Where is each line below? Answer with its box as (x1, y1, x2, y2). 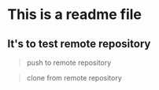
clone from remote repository (26, 73, 123, 82)
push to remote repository (26, 58, 112, 67)
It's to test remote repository (7, 37, 151, 51)
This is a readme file (7, 6, 142, 24)
